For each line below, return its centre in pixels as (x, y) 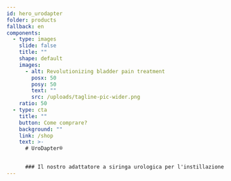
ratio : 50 (33, 104)
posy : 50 (44, 84)
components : (24, 33)
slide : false (38, 46)
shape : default (41, 59)
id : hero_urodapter (35, 13)
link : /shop (36, 135)
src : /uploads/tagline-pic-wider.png (86, 97)
